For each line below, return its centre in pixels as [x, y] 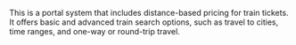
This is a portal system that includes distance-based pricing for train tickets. [149, 13]
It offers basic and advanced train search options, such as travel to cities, [144, 22]
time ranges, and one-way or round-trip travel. [95, 31]
